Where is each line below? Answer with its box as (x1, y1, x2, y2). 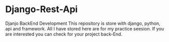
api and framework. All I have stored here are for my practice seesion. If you (5, 25, 164, 31)
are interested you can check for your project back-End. (5, 31, 123, 37)
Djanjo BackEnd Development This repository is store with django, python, (5, 20, 161, 26)
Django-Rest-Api (5, 4, 78, 15)
